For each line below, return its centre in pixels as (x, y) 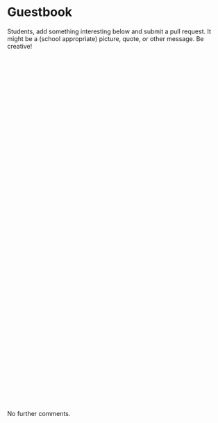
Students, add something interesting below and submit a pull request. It (109, 31)
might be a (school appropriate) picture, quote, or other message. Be (106, 38)
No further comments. (39, 413)
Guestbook (40, 12)
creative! (20, 46)
